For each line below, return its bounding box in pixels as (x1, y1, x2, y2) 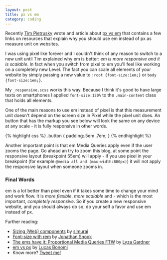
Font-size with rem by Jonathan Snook (12, 233, 92, 239)
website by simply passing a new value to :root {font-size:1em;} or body (5, 72, 157, 78)
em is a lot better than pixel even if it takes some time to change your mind (5, 187, 158, 193)
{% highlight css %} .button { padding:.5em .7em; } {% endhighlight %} (5, 133, 152, 139)
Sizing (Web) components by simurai (12, 228, 89, 234)
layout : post (5, 7, 32, 12)
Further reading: (5, 218, 38, 224)
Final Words (5, 176, 35, 183)
